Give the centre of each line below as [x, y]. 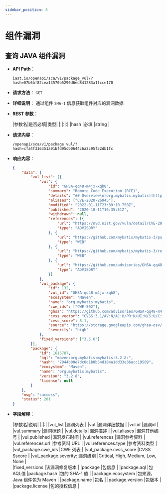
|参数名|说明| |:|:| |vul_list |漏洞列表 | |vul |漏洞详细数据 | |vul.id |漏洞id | [85, 425]
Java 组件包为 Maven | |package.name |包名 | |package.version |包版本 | [87, 480]
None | [19, 462]
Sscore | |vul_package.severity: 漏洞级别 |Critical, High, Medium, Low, [84, 456]
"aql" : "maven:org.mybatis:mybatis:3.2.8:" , [86, 358]
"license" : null [56, 381]
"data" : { [32, 172]
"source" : [58, 325]
